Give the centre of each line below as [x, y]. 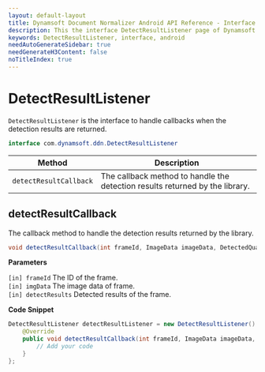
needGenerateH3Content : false [58, 52]
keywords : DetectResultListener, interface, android [97, 38]
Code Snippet [31, 310]
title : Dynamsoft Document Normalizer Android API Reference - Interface [132, 23]
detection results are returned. [58, 129]
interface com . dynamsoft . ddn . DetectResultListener [93, 143]
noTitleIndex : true [40, 60]
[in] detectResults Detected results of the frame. [90, 295]
